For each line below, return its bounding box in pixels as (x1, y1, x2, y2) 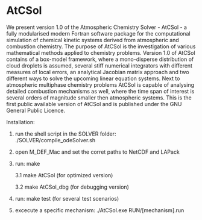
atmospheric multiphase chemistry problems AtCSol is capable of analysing (6, 81, 195, 88)
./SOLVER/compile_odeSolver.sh (14, 136, 96, 143)
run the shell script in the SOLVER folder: (14, 130, 116, 137)
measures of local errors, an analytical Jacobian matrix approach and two (6, 68, 189, 75)
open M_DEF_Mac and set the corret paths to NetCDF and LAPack (14, 148, 180, 156)
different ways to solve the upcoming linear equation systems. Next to (6, 75, 180, 82)
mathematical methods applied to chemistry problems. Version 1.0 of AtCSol (6, 49, 195, 56)
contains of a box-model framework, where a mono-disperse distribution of (6, 55, 194, 63)
